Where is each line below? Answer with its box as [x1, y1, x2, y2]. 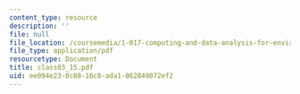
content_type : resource [9, 13, 98, 22]
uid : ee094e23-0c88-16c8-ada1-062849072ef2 [9, 72, 174, 81]
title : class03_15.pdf [9, 64, 94, 73]
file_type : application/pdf [9, 47, 114, 56]
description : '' [9, 21, 70, 30]
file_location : [9, 38, 66, 47]
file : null [9, 30, 50, 38]
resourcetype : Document [9, 55, 98, 64]
